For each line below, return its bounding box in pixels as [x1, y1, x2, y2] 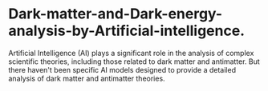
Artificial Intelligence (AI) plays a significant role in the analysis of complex [8, 48, 254, 57]
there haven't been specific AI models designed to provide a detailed [8, 65, 237, 74]
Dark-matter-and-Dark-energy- [8, 5, 223, 23]
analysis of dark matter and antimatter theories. [8, 73, 166, 83]
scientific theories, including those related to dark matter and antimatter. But [8, 57, 261, 66]
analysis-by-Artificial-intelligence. [8, 22, 246, 40]
